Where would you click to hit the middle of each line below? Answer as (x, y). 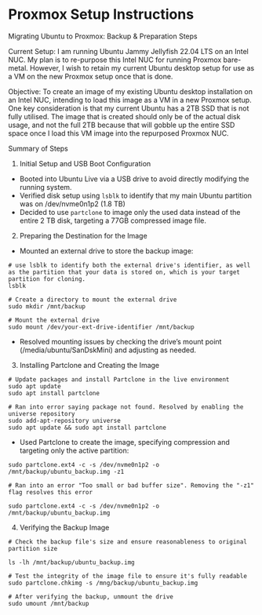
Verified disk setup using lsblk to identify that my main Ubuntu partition (136, 195)
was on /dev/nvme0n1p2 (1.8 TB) (72, 204)
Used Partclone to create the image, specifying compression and (124, 442)
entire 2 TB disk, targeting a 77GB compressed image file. (113, 220)
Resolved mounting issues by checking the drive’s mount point (120, 341)
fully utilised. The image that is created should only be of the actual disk (124, 116)
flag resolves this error (50, 492)
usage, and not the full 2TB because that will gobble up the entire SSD (122, 125)
